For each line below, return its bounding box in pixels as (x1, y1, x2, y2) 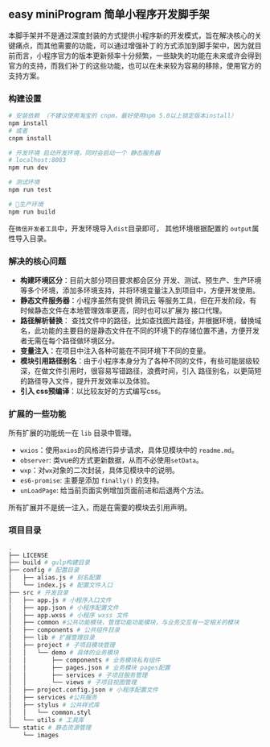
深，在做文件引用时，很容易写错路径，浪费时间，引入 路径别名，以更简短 (19, 366, 262, 376)
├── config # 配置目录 (8, 566, 80, 575)
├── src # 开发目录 (8, 588, 69, 596)
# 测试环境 (8, 178, 40, 187)
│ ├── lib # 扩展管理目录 (8, 633, 95, 642)
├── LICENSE (8, 551, 48, 559)
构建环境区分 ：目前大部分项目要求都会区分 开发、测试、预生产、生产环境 (19, 276, 262, 285)
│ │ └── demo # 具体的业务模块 (8, 648, 119, 657)
